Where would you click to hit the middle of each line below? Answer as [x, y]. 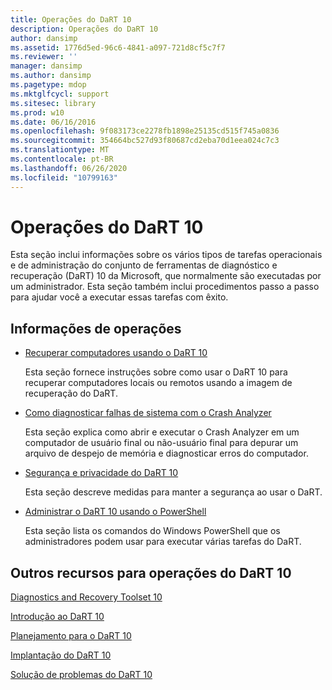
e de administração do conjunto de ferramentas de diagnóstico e [144, 265]
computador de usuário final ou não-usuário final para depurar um [161, 443]
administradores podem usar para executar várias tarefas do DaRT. [163, 542]
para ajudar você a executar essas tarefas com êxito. [119, 297]
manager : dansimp [46, 66]
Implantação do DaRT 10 [61, 655]
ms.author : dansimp [51, 76]
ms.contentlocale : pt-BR [62, 159]
